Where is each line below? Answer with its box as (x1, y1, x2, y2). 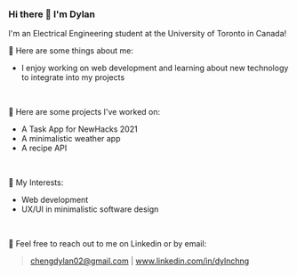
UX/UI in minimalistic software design (20, 204, 159, 214)
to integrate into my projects (20, 72, 125, 83)
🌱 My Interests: (8, 177, 64, 188)
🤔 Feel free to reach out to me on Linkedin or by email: (8, 239, 207, 249)
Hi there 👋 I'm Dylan (8, 8, 95, 20)
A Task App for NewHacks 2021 (20, 124, 139, 134)
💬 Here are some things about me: (8, 45, 134, 56)
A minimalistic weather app (20, 133, 121, 144)
